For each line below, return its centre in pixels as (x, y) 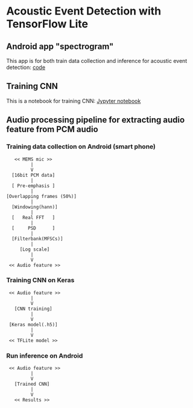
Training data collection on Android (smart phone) (81, 146)
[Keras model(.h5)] (33, 324)
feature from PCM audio (52, 129)
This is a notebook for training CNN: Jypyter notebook (74, 100)
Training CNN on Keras (40, 280)
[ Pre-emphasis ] (33, 186)
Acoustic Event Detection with (84, 11)
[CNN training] (33, 309)
